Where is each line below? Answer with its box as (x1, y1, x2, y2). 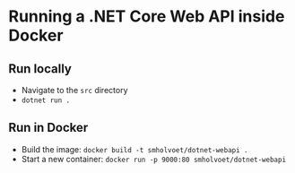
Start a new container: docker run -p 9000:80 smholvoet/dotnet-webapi (21, 153, 287, 164)
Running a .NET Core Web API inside (8, 6, 285, 27)
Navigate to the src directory (21, 85, 128, 95)
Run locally (8, 61, 73, 76)
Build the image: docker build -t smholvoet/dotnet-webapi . (21, 143, 248, 154)
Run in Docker (8, 120, 89, 135)
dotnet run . (21, 96, 71, 105)
